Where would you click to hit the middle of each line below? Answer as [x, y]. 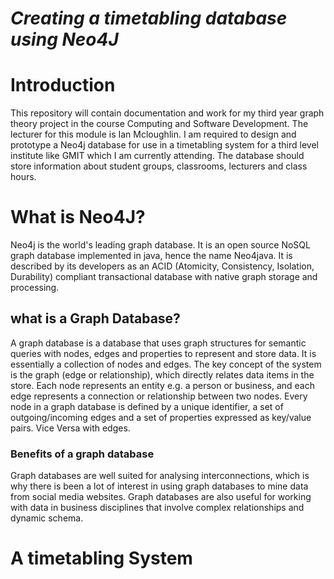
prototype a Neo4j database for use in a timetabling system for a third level [164, 145]
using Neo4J [64, 39]
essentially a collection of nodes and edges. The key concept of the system [166, 364]
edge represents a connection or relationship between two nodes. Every [159, 396]
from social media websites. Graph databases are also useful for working [161, 497]
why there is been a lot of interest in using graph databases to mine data [159, 486]
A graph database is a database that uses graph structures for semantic [158, 343]
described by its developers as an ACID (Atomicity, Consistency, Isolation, [162, 266]
